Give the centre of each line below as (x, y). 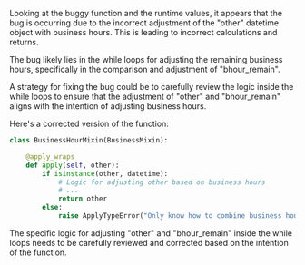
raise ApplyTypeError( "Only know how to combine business (170, 216)
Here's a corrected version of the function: (89, 123)
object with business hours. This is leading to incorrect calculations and (143, 32)
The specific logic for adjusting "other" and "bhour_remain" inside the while (151, 233)
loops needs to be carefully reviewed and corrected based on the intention (149, 242)
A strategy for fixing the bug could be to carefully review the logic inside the (152, 87)
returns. (24, 42)
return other (82, 199)
